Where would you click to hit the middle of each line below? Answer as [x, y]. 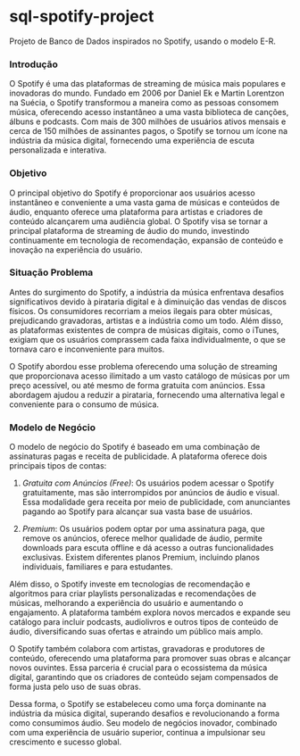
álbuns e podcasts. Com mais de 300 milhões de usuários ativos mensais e [148, 121]
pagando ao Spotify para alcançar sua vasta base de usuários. [137, 511]
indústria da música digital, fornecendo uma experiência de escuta [132, 141]
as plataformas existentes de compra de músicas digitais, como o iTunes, [144, 330]
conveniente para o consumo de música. [84, 404]
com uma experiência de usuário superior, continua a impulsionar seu [137, 733]
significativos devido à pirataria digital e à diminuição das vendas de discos [148, 302]
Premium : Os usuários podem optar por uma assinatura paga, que [143, 529]
